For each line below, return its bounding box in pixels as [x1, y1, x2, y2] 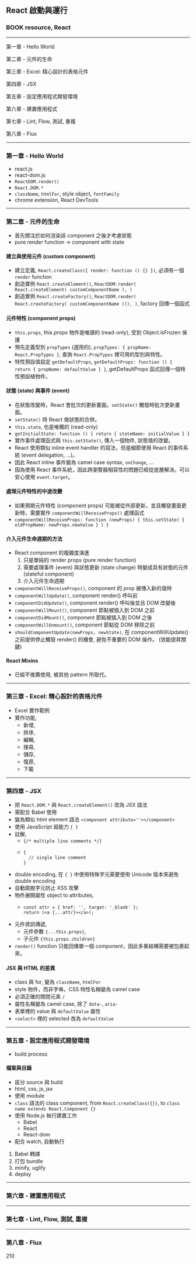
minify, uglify [14, 1164, 46, 1171]
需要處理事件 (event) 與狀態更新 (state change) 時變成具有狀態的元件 [23, 564, 188, 571]
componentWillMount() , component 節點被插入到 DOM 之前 [14, 607, 155, 614]
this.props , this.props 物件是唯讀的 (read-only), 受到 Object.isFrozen [14, 328, 181, 335]
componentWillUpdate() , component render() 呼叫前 [14, 592, 138, 599]
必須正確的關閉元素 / [14, 993, 65, 1000]
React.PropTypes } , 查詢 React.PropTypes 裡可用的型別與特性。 [14, 351, 166, 358]
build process [14, 1050, 48, 1057]
